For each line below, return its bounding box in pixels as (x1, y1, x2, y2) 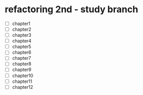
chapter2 (12, 27, 32, 32)
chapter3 (12, 32, 32, 38)
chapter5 (12, 43, 32, 50)
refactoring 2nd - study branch (5, 4, 138, 15)
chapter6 (12, 50, 32, 56)
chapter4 (12, 38, 32, 44)
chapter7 (12, 55, 32, 61)
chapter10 (12, 73, 34, 79)
